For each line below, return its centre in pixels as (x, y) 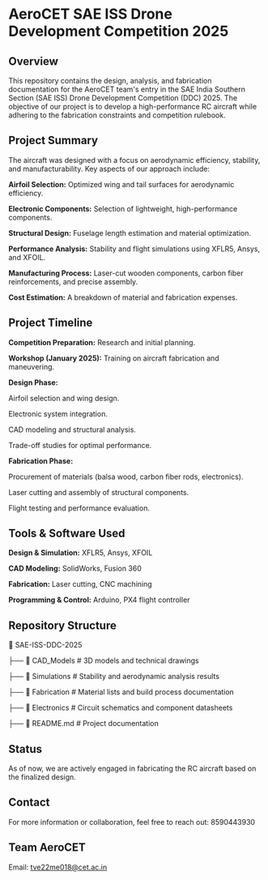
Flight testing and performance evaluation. (79, 508)
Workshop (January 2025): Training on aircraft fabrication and (114, 358)
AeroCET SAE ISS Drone (90, 14)
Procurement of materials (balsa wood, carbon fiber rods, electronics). (126, 476)
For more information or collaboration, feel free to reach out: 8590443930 (132, 822)
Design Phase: (33, 382)
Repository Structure (63, 625)
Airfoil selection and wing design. (64, 398)
